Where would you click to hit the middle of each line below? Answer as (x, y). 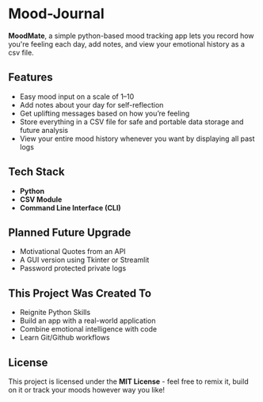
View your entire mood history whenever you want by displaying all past (137, 138)
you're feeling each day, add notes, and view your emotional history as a (127, 44)
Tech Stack (36, 172)
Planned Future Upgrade (70, 232)
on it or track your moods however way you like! (86, 390)
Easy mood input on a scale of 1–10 (77, 97)
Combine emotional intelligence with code (88, 329)
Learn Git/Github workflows (65, 338)
